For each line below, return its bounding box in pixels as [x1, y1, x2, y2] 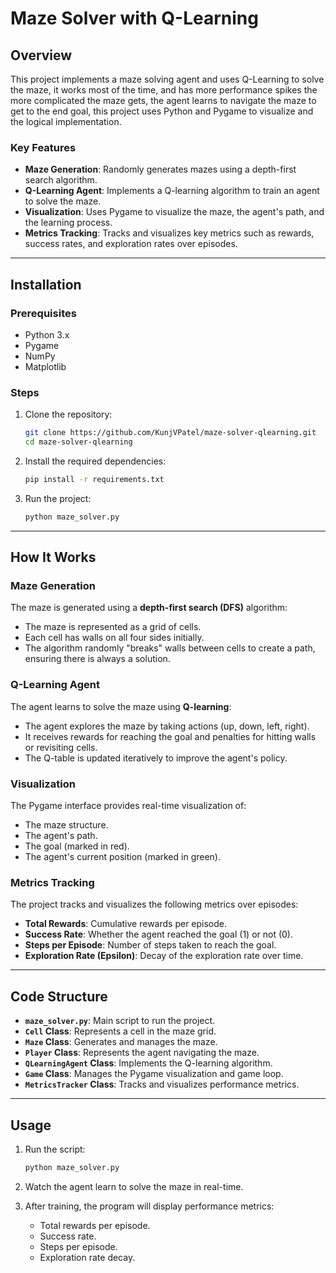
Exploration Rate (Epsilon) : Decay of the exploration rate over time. [24, 950, 304, 962]
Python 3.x [24, 328, 70, 341]
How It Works [10, 549, 97, 566]
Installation [10, 276, 82, 293]
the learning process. [24, 217, 113, 229]
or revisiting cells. [24, 741, 98, 753]
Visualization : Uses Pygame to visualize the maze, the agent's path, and [24, 206, 325, 218]
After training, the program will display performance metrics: [24, 1200, 275, 1212]
